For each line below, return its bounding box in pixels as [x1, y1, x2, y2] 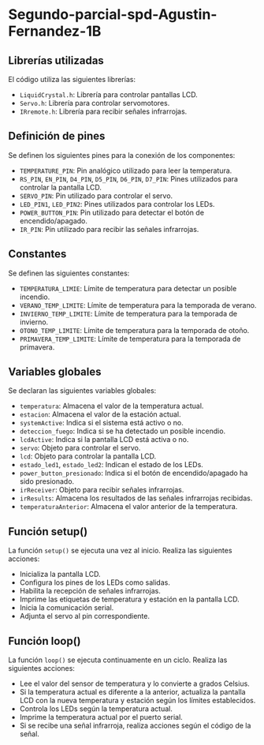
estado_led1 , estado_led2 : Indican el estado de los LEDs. [19, 460, 203, 470]
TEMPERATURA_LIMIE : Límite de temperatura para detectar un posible [19, 283, 237, 293]
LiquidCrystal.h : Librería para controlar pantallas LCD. [19, 90, 199, 99]
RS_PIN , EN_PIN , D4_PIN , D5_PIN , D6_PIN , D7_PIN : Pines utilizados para [19, 174, 239, 183]
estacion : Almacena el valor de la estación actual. [19, 410, 181, 419]
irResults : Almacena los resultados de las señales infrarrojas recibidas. [19, 493, 253, 503]
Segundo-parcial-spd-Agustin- [8, 6, 218, 24]
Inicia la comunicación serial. [19, 603, 114, 612]
